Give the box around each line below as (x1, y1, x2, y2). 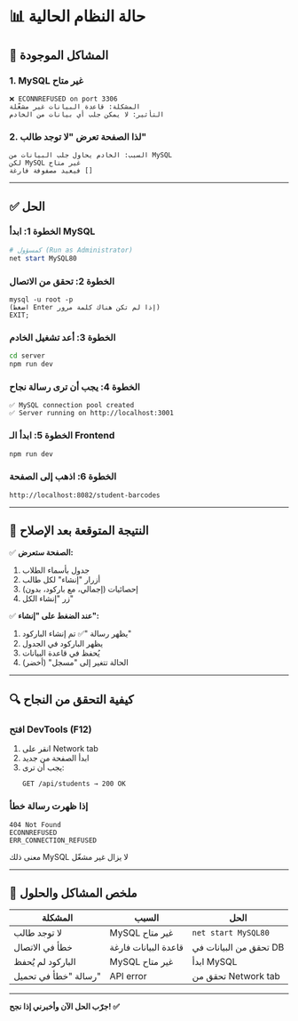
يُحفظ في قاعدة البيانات (21, 647, 100, 658)
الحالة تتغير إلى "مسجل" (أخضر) (21, 656, 129, 667)
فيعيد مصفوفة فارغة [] (9, 166, 93, 175)
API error (109, 970, 147, 983)
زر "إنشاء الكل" (21, 592, 74, 604)
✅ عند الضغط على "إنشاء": (9, 610, 99, 621)
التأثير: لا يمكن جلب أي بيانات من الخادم (9, 109, 165, 119)
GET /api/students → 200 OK (21, 779, 126, 789)
